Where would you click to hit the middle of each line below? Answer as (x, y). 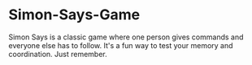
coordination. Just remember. (58, 54)
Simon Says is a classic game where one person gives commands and (126, 37)
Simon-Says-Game (74, 15)
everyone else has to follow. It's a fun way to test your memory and (121, 45)
